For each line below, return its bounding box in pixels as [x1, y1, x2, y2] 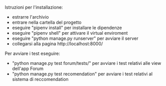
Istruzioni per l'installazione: [5, 5, 64, 10]
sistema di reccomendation [12, 76, 69, 82]
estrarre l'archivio [12, 14, 49, 20]
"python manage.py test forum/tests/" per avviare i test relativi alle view [12, 60, 161, 66]
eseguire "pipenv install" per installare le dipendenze [12, 25, 122, 31]
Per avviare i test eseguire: [5, 50, 61, 56]
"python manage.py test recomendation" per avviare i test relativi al [12, 71, 153, 77]
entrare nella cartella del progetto [12, 20, 82, 25]
